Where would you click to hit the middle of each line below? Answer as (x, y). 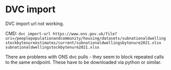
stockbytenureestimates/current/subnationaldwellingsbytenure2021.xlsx (83, 43)
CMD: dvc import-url (28, 33)
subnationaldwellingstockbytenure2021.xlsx (52, 47)
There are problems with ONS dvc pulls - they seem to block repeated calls (85, 57)
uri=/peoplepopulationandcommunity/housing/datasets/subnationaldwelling (86, 38)
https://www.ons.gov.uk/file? (85, 34)
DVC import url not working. (35, 24)
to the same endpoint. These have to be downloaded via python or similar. (83, 62)
